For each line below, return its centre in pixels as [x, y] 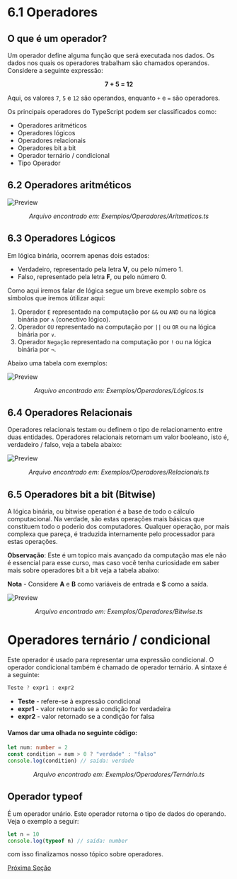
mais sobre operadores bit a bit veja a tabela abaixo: [83, 570]
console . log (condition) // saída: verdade [71, 761]
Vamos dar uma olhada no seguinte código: [73, 732]
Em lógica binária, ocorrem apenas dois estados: [79, 255]
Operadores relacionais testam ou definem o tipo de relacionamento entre [115, 430]
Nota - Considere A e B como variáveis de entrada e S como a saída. [108, 584]
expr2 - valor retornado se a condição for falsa [86, 717]
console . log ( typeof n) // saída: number [68, 841]
